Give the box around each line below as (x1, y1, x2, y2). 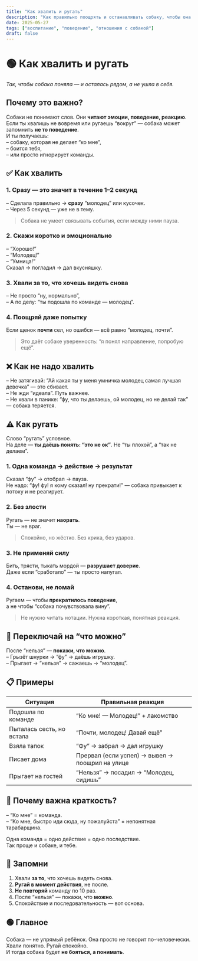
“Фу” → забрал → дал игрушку (75, 741, 164, 750)
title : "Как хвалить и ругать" (6, 8, 83, 15)
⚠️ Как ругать (6, 419, 59, 429)
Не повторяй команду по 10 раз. (14, 887, 97, 894)
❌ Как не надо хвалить (6, 361, 94, 371)
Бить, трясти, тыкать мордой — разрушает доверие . (6, 562, 140, 569)
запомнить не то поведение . (6, 126, 79, 133)
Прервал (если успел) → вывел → (75, 751, 174, 759)
